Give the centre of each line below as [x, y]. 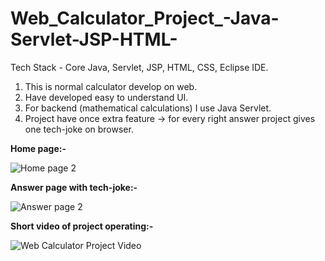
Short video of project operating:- [82, 226]
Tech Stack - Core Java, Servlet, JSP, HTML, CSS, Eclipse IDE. [139, 67]
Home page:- [38, 148]
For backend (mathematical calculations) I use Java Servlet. [148, 108]
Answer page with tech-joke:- [74, 187]
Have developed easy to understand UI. [106, 97]
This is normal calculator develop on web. [111, 86]
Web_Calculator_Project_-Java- [145, 18]
